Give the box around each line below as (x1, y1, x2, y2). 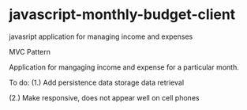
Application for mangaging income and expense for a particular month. (9, 62, 239, 72)
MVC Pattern (9, 47, 51, 56)
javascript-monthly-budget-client (9, 6, 236, 24)
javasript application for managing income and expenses (9, 32, 193, 41)
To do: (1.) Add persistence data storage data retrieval (9, 78, 185, 87)
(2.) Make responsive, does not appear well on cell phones (9, 93, 200, 102)
